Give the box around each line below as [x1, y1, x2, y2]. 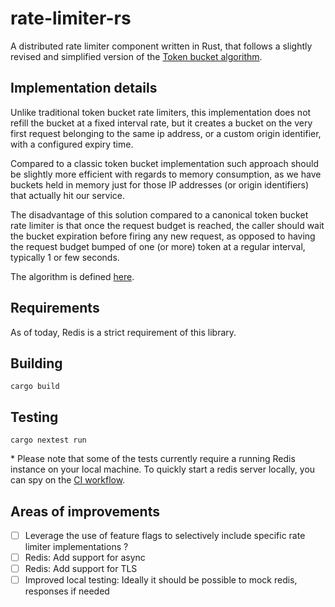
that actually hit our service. [10, 189, 126, 201]
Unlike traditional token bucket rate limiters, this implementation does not [10, 106, 312, 118]
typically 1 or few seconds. [10, 251, 120, 263]
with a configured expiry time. [10, 138, 134, 150]
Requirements [10, 300, 100, 317]
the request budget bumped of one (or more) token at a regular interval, [10, 240, 306, 252]
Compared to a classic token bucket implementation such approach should [10, 157, 319, 169]
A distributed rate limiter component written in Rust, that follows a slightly [10, 40, 313, 52]
